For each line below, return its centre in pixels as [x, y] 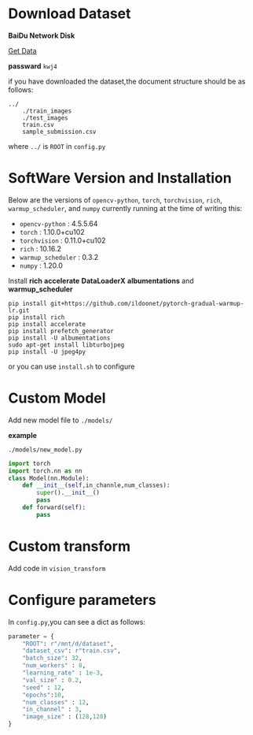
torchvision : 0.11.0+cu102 [62, 240]
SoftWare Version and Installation [120, 178]
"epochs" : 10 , [44, 695]
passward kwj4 [33, 66]
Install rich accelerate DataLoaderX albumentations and [101, 280]
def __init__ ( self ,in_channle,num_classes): [96, 485]
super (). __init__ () [68, 493]
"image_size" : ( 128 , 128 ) [65, 717]
